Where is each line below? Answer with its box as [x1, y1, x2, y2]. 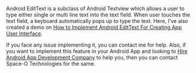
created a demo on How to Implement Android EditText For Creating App [6, 24, 182, 31]
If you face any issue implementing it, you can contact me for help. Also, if [6, 41, 187, 48]
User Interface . [6, 30, 43, 37]
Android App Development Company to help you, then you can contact [6, 54, 178, 61]
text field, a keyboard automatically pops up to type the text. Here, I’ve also [6, 18, 188, 24]
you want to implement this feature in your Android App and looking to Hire [6, 48, 188, 55]
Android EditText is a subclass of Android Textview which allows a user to [6, 5, 185, 12]
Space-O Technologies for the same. [6, 60, 96, 67]
